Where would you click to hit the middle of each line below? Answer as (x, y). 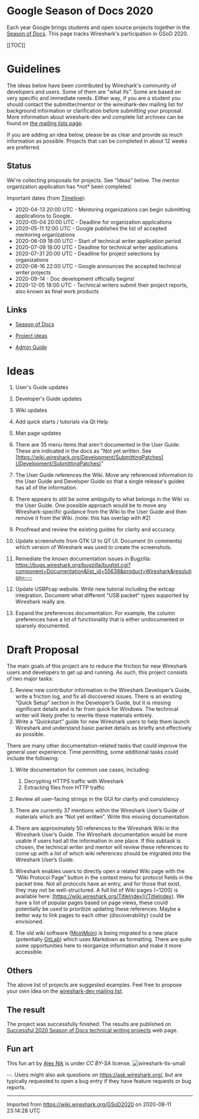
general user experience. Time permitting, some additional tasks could (93, 752)
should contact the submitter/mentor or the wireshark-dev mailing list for (95, 104)
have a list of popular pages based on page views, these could (91, 903)
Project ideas (31, 335)
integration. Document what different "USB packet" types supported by (102, 595)
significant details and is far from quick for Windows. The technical (97, 709)
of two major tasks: (30, 679)
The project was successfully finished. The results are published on (89, 1024)
